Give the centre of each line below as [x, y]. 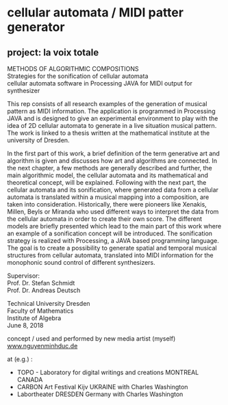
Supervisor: [23, 276]
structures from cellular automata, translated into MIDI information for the [110, 255]
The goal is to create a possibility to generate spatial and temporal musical [112, 248]
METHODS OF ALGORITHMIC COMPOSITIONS [73, 69]
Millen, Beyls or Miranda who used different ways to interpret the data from [113, 211]
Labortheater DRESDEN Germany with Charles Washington [100, 394]
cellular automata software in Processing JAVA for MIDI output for [100, 83]
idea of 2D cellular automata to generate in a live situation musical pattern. [112, 126]
